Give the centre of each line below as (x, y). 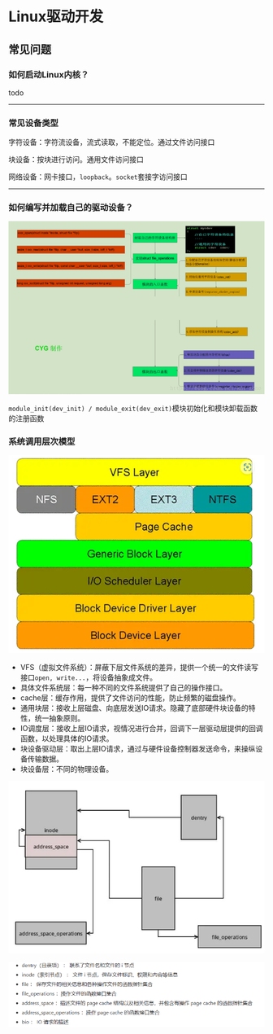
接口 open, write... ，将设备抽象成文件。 (89, 677)
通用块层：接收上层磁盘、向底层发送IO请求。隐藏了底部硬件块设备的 (134, 708)
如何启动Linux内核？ (49, 74)
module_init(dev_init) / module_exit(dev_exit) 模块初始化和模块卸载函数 (133, 408)
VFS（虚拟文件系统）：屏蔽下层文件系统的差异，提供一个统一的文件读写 (139, 668)
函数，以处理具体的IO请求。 (67, 738)
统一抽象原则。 (60, 718)
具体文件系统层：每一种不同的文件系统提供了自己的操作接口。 (123, 688)
